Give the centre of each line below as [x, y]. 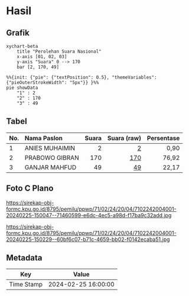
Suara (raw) [124, 138]
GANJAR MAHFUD [50, 167]
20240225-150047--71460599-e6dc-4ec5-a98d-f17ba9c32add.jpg [89, 215]
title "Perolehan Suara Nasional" [59, 52]
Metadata [24, 258]
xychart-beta [22, 46]
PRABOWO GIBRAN [52, 157]
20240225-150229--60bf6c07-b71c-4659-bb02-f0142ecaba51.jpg [88, 239]
